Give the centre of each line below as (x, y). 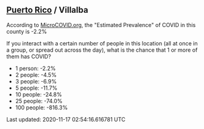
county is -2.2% (27, 31)
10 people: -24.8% (39, 94)
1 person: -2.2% (36, 68)
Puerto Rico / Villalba (47, 10)
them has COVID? (29, 56)
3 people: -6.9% (36, 81)
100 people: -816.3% (41, 107)
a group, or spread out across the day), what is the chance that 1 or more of (102, 50)
